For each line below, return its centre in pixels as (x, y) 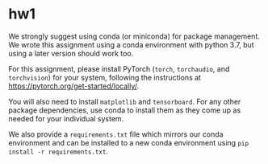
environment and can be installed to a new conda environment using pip (128, 142)
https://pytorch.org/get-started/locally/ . (74, 86)
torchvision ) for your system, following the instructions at (105, 77)
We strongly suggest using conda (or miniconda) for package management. (134, 36)
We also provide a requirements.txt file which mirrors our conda (116, 134)
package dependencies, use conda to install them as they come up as (125, 110)
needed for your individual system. (66, 118)
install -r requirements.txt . (59, 151)
